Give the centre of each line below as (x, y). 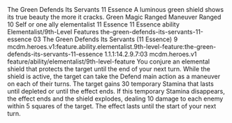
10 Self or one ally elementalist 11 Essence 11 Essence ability (94, 24)
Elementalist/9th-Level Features (53, 32)
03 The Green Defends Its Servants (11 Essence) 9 (106, 39)
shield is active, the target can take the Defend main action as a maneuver (114, 76)
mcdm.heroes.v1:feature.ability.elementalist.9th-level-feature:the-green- (112, 46)
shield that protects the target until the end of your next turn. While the (109, 69)
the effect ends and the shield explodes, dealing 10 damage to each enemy (115, 99)
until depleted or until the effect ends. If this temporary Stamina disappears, (116, 91)
